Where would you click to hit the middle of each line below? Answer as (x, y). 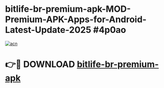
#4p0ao (109, 30)
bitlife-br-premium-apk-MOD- (68, 9)
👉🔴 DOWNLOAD (40, 64)
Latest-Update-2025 (48, 30)
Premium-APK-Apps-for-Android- (76, 19)
